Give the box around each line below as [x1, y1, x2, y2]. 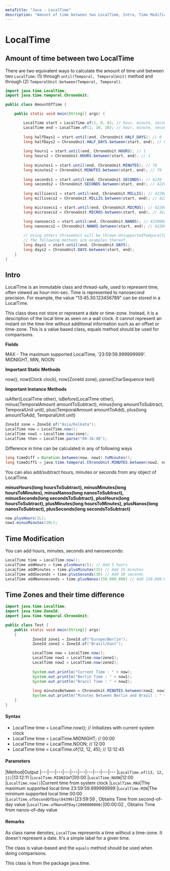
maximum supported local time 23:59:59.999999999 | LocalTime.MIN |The [5, 785, 157, 791]
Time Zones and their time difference [5, 590, 125, 599]
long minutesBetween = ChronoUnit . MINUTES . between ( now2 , [32, 688, 155, 693]
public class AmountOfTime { [5, 102, 67, 107]
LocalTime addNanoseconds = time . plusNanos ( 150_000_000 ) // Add [5, 576, 144, 581]
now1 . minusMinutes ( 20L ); [5, 520, 58, 526]
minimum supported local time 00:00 [5, 791, 82, 797]
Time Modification [5, 534, 65, 543]
